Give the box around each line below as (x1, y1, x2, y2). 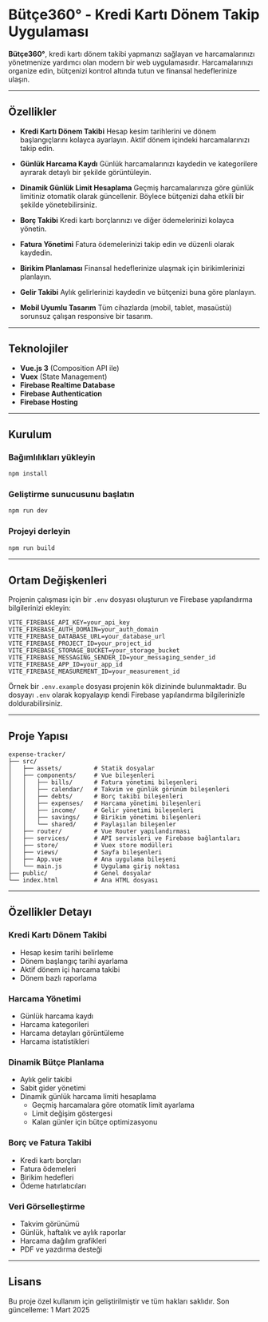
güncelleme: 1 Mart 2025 (8, 1304, 90, 1314)
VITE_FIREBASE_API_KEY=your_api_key (8, 619, 130, 627)
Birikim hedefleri (19, 1173, 74, 1182)
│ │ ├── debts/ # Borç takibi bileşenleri (8, 793, 183, 801)
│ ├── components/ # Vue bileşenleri (8, 771, 156, 780)
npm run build (8, 544, 56, 552)
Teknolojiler (8, 342, 69, 356)
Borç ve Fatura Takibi (8, 1137, 92, 1149)
